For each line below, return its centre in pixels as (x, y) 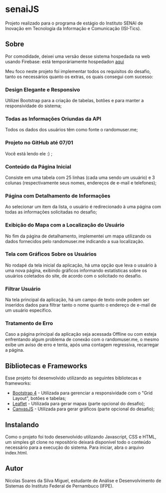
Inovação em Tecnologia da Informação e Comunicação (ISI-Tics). (73, 28)
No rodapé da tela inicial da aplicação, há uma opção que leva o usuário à (81, 265)
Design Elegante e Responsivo (43, 90)
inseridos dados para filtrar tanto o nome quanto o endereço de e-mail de (81, 305)
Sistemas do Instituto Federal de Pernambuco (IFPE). (59, 486)
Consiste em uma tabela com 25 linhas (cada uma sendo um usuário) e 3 (80, 177)
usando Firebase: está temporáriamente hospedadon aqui (65, 62)
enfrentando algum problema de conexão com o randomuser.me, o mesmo (82, 340)
